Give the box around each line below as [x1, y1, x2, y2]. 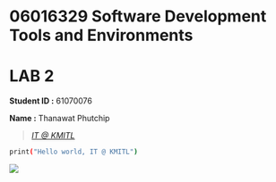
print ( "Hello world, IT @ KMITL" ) [9, 147, 139, 157]
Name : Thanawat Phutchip [9, 113, 110, 124]
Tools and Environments [9, 25, 194, 45]
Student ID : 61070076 [9, 95, 92, 106]
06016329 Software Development [9, 6, 267, 27]
